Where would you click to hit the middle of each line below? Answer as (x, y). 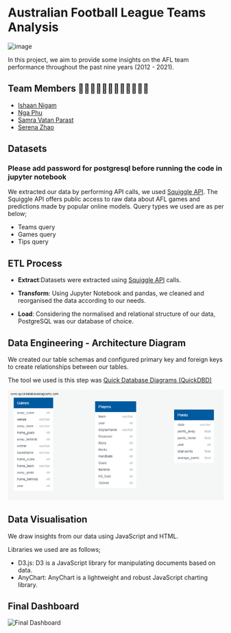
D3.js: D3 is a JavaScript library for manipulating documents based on (117, 563)
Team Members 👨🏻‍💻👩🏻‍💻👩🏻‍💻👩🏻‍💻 (78, 88)
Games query (37, 235)
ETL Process (35, 263)
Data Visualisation (48, 520)
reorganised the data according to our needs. (82, 301)
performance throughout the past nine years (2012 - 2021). (91, 67)
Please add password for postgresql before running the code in (115, 169)
